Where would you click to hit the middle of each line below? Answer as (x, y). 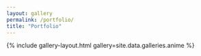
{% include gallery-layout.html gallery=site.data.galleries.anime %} (100, 46)
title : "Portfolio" (34, 26)
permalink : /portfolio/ (40, 20)
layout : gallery (29, 13)
